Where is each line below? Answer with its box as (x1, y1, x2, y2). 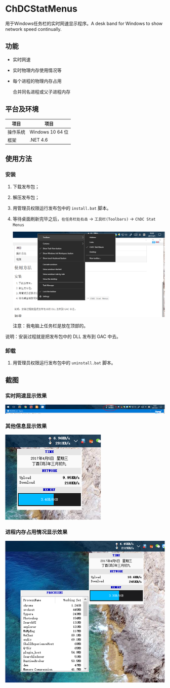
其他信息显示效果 (5, 423, 47, 430)
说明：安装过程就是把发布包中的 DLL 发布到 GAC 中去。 (5, 333, 121, 339)
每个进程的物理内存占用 (12, 78, 62, 84)
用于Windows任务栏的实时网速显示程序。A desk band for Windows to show (5, 20, 163, 26)
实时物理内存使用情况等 (12, 67, 62, 73)
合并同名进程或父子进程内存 (12, 89, 71, 95)
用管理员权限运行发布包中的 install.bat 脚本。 (12, 205, 111, 211)
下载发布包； (12, 183, 39, 190)
